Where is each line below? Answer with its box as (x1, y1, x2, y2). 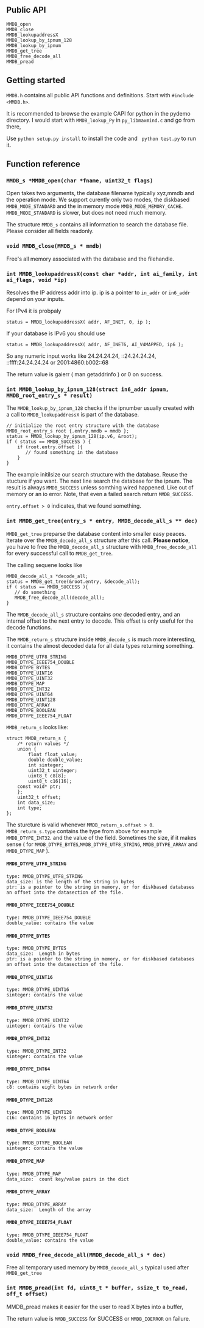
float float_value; (28, 751, 78, 757)
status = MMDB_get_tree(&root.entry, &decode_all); (6, 578, 140, 585)
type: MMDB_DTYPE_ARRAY (6, 1201, 67, 1207)
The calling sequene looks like (6, 561, 82, 568)
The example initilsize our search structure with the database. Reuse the (6, 471, 188, 478)
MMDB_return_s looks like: (6, 723, 69, 730)
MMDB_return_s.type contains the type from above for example (6, 827, 163, 834)
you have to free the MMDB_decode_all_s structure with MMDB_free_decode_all (6, 543, 197, 550)
